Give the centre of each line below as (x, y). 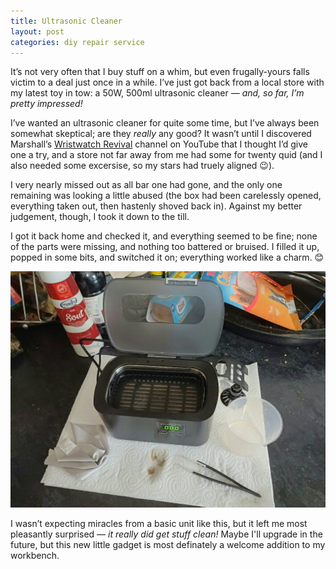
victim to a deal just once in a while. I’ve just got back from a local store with (167, 82)
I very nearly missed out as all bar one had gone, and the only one (146, 185)
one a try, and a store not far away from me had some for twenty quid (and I (166, 155)
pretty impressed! (46, 104)
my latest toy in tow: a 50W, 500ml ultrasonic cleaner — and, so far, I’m (157, 93)
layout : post (37, 31)
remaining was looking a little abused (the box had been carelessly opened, (166, 196)
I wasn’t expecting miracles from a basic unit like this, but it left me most (159, 524)
